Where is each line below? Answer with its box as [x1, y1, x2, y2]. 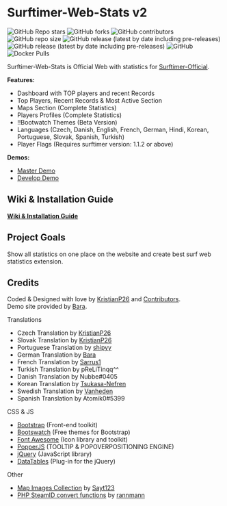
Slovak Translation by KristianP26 [16, 336, 112, 344]
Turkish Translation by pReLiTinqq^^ [16, 365, 120, 374]
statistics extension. [7, 257, 64, 265]
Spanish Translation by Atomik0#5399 [16, 394, 125, 403]
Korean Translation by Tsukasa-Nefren [16, 380, 126, 388]
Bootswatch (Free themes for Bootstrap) [16, 428, 131, 436]
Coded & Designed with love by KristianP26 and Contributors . [7, 295, 181, 303]
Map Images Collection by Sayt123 [16, 484, 115, 492]
